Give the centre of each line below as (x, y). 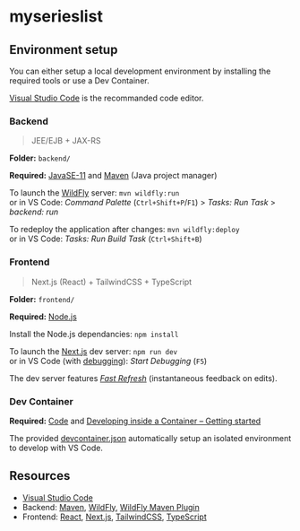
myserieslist (56, 17)
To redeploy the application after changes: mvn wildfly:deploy (124, 230)
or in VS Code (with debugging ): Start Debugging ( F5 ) (108, 361)
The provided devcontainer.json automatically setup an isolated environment (150, 438)
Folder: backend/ (40, 158)
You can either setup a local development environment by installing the (140, 71)
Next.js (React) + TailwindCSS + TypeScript (111, 282)
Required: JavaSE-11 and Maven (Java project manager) (113, 176)
